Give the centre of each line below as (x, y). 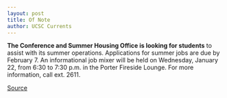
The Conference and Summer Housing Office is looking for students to (110, 46)
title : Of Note (29, 20)
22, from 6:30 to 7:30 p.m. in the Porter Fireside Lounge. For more (100, 68)
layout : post (26, 13)
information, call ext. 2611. (44, 75)
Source (17, 88)
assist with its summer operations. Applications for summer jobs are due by (113, 53)
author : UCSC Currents (39, 26)
